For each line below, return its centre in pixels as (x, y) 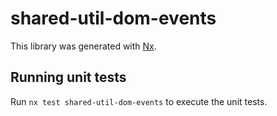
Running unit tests (68, 77)
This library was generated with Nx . (83, 46)
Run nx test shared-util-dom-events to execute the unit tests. (139, 101)
